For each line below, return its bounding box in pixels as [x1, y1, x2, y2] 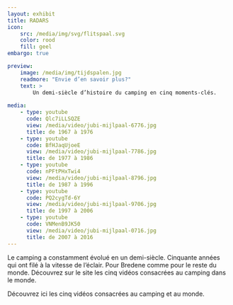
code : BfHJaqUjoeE [25, 142, 81, 149]
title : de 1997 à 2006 [25, 207, 93, 214]
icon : [7, 23, 23, 30]
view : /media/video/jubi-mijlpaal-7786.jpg [25, 148, 157, 156]
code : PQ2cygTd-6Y [25, 194, 81, 202]
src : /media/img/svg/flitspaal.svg [20, 30, 125, 38]
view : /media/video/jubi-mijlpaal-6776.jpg [25, 122, 157, 129]
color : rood [20, 37, 55, 44]
